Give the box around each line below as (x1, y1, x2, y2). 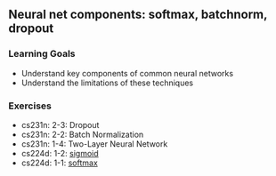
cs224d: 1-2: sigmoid (20, 148, 99, 158)
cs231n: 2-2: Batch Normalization (20, 129, 144, 140)
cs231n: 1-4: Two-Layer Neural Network (20, 138, 168, 149)
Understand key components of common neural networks (20, 68, 233, 78)
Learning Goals (8, 48, 77, 60)
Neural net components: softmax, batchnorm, (8, 7, 268, 22)
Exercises (8, 100, 53, 112)
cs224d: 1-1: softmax (20, 157, 99, 168)
